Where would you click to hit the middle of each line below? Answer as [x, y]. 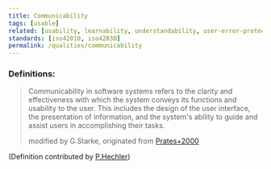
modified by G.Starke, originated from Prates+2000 [113, 141]
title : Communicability [48, 16]
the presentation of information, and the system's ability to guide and [143, 117]
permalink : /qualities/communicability [75, 46]
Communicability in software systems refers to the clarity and [130, 91]
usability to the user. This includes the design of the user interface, [139, 109]
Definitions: [32, 74]
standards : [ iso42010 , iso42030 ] [65, 38]
